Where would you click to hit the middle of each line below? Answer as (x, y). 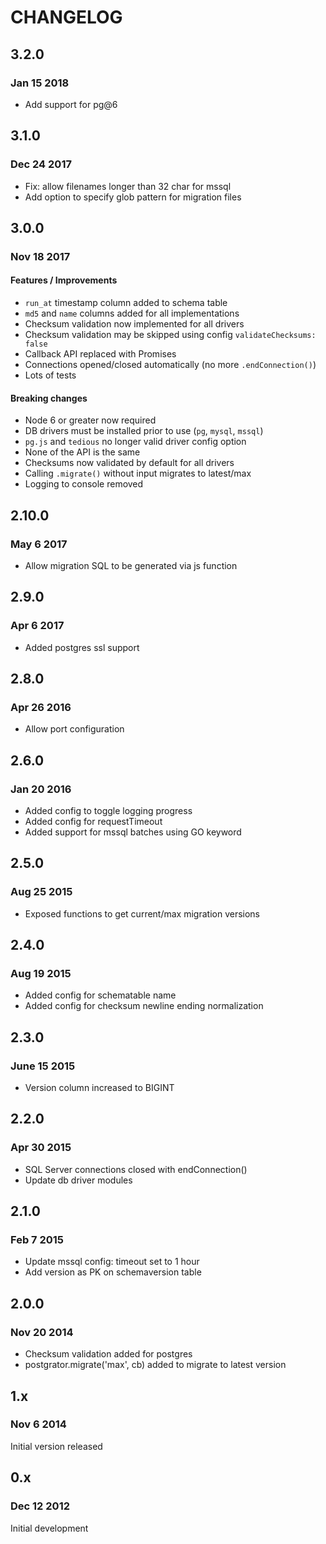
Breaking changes (49, 398)
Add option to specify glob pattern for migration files (133, 197)
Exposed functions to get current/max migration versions (142, 913)
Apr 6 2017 (37, 626)
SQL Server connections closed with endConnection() (136, 1169)
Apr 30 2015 (41, 1148)
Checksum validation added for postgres (108, 1354)
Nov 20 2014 (42, 1332)
